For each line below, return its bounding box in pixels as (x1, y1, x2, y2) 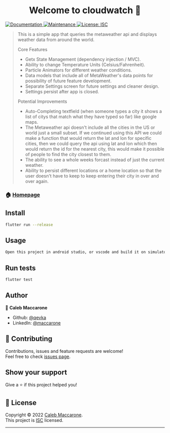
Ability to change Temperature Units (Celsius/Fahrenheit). (25, 61, 146, 67)
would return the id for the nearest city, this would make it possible (25, 146, 164, 152)
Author (5, 291, 28, 300)
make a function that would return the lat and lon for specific (25, 135, 152, 141)
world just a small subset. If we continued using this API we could (25, 129, 162, 136)
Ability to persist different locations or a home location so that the (25, 167, 162, 173)
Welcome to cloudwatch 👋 (29, 5, 141, 16)
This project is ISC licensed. (5, 417, 64, 423)
